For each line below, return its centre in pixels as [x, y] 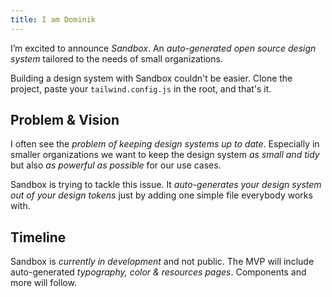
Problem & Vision [65, 120]
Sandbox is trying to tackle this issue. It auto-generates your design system [166, 185]
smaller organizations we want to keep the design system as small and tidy [165, 155]
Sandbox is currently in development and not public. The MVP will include [162, 262]
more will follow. [43, 283]
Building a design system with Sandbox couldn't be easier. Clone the [151, 78]
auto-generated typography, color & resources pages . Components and [158, 272]
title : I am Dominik [53, 19]
